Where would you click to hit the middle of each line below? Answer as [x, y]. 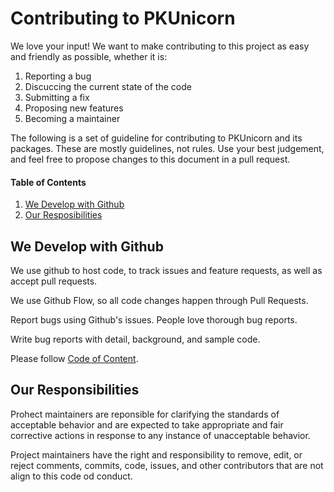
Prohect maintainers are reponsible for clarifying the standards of [145, 414]
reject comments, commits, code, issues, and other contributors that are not [167, 465]
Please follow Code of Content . [74, 358]
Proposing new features [74, 108]
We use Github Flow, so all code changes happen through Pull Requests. [159, 300]
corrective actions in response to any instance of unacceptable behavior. [160, 435]
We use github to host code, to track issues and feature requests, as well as [166, 270]
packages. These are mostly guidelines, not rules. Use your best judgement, [167, 148]
